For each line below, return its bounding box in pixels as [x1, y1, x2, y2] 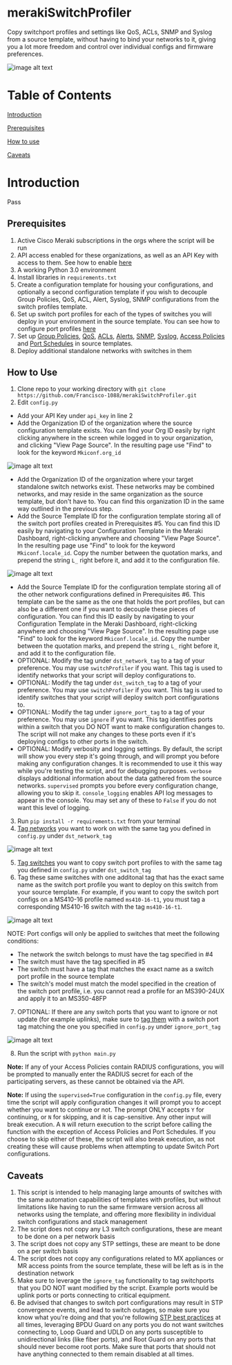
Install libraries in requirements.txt [17, 273, 117, 281]
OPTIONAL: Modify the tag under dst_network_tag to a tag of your [17, 656, 205, 665]
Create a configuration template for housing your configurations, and [17, 280, 213, 289]
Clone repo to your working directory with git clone [17, 385, 166, 393]
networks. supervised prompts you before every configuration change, [17, 781, 219, 790]
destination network [17, 1269, 75, 1278]
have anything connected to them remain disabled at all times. [17, 1350, 195, 1358]
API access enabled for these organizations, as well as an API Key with [17, 251, 219, 259]
